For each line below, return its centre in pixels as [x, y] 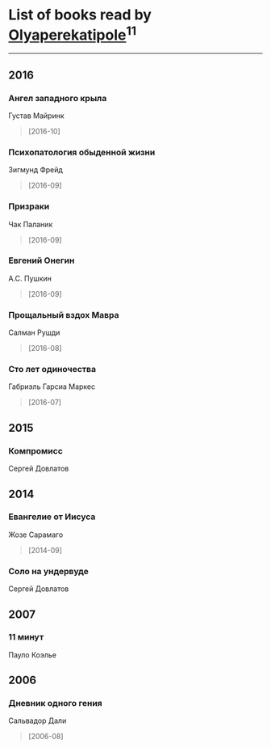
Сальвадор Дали [38, 721]
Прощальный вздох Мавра [64, 315]
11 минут [26, 637]
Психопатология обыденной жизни [82, 152]
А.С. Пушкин [30, 278]
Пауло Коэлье [32, 655]
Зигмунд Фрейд [35, 170]
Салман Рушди [34, 332]
